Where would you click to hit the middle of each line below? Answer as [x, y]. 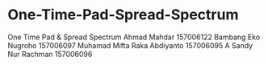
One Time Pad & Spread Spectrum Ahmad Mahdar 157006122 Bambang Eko [134, 37]
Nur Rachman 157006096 [50, 54]
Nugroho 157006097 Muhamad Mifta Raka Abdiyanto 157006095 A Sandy [130, 45]
